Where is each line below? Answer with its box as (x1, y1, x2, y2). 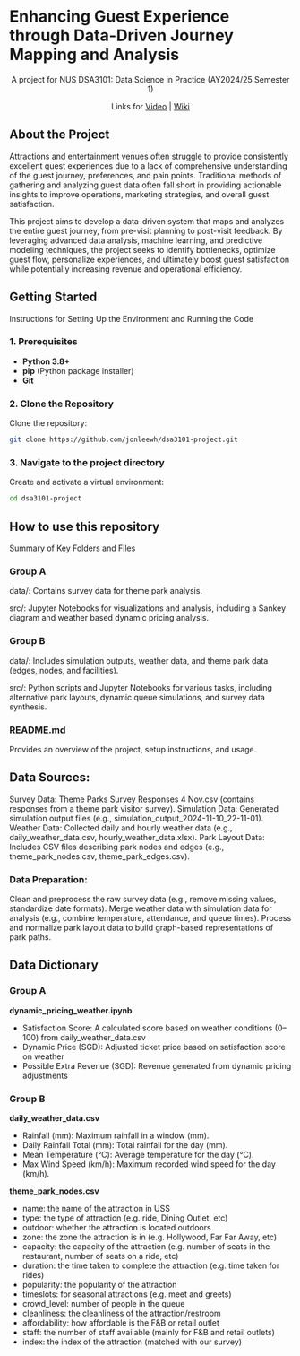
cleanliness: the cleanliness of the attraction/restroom (21, 1308, 221, 1318)
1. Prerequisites (9, 335, 78, 348)
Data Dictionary (9, 958, 99, 973)
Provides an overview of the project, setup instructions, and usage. (9, 743, 257, 754)
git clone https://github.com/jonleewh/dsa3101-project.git (9, 435, 239, 445)
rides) (21, 1270, 45, 1280)
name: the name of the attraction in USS (21, 1204, 170, 1213)
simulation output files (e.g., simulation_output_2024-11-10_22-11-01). (9, 813, 264, 823)
